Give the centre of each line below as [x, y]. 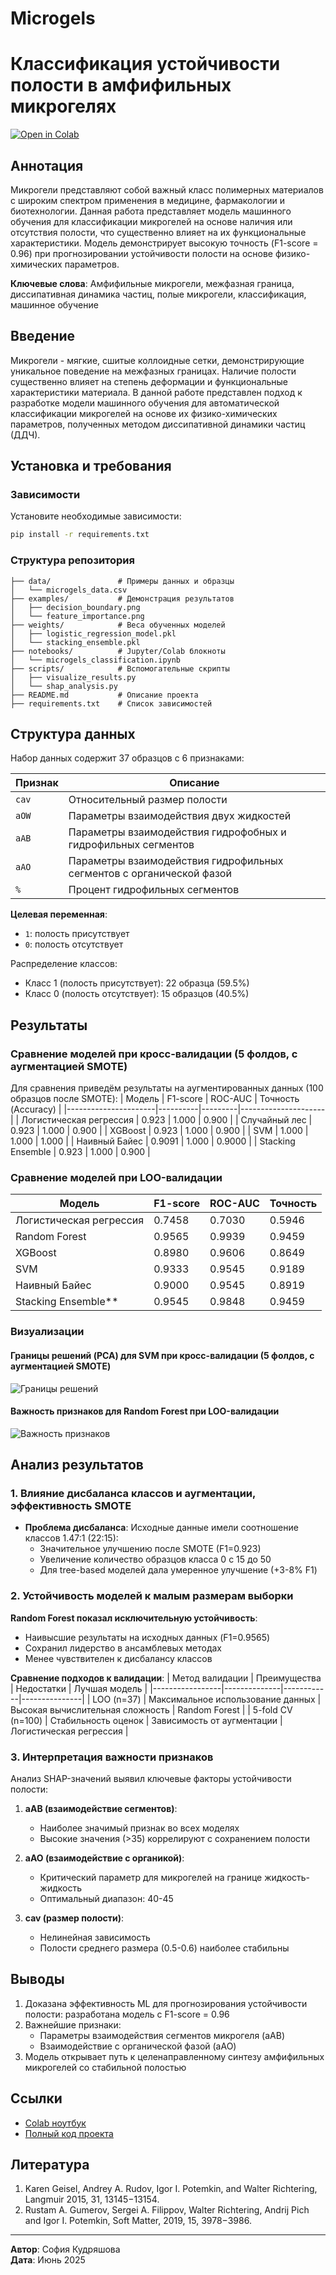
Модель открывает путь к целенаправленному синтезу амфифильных [174, 2056]
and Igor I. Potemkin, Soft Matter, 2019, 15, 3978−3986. [138, 2221]
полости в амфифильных [121, 85]
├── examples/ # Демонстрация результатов [122, 598]
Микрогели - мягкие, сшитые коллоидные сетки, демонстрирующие [157, 360]
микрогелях [63, 106]
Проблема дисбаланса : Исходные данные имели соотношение [161, 1528]
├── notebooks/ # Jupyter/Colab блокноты [118, 651]
